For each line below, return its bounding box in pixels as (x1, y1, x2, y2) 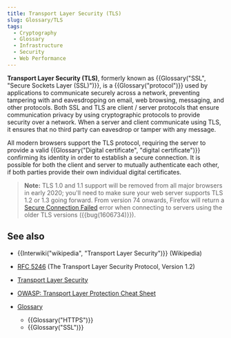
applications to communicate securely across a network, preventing (7, 88, 200, 97)
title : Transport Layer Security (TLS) (7, 10, 122, 17)
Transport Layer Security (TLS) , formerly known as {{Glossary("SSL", (7, 74, 206, 82)
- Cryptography (13, 29, 57, 37)
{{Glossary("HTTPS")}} (27, 315, 94, 324)
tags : (7, 23, 23, 30)
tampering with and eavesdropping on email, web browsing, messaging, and (7, 96, 224, 104)
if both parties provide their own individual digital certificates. (7, 168, 181, 176)
